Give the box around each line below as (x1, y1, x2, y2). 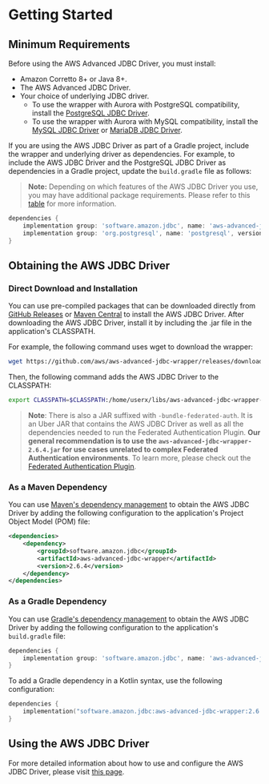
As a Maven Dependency (8, 481, 108, 493)
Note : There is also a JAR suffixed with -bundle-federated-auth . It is (27, 410, 254, 420)
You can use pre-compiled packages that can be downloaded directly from (8, 301, 256, 311)
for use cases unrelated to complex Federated (62, 444, 219, 454)
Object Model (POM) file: (8, 517, 90, 526)
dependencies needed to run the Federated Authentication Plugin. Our (27, 427, 261, 437)
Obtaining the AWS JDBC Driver (8, 259, 171, 272)
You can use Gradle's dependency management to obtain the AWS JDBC (8, 614, 250, 624)
